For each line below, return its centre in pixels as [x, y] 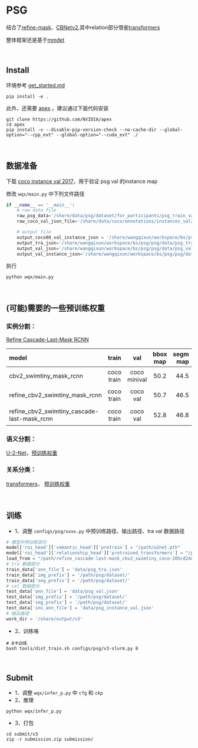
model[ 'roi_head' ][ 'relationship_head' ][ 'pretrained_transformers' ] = [95, 553]
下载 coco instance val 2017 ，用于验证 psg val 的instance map [82, 181]
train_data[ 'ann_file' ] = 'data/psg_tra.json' [64, 569]
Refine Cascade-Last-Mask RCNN [48, 339]
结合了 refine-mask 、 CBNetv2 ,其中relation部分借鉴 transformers [83, 27]
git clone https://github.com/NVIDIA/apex [59, 119]
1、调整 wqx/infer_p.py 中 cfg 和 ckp [59, 693]
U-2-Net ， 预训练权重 [32, 453]
